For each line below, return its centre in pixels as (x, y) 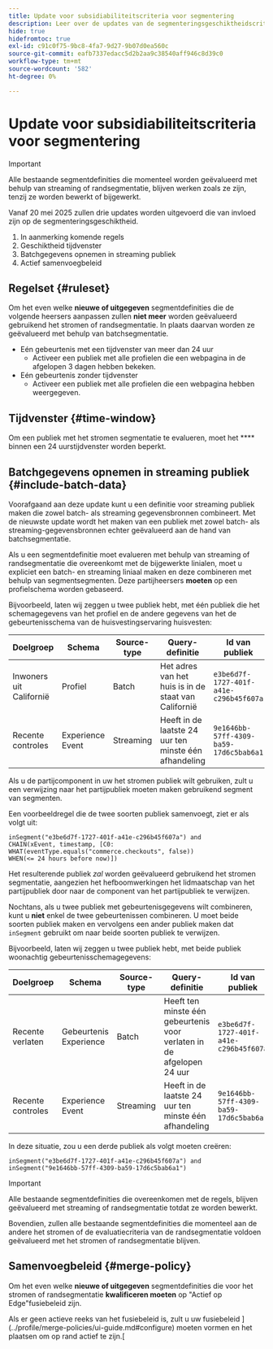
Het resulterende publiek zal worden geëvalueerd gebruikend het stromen (132, 874)
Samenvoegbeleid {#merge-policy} (100, 1266)
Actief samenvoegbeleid (61, 263)
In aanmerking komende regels (72, 237)
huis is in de (182, 686)
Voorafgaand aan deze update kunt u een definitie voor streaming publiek (132, 504)
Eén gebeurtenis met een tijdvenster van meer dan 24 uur (117, 350)
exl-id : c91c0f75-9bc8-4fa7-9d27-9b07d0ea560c (89, 46)
